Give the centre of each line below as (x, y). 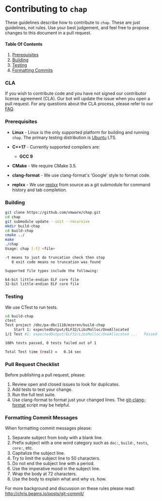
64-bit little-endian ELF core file (42, 279)
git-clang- (136, 400)
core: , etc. (23, 448)
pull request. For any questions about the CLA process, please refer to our (79, 104)
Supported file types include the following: (52, 271)
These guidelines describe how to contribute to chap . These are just (73, 22)
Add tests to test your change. (42, 390)
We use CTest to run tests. (32, 307)
